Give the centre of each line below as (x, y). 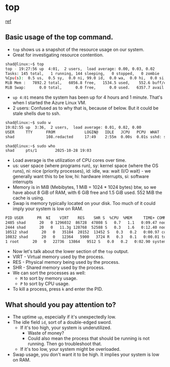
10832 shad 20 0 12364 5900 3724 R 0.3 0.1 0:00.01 (82, 237)
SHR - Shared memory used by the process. (59, 267)
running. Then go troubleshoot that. (65, 344)
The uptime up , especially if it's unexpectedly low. (64, 317)
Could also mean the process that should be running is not (89, 339)
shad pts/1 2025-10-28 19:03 (49, 151)
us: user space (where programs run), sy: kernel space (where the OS (85, 166)
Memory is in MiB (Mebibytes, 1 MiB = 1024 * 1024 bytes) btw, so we (84, 187)
